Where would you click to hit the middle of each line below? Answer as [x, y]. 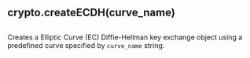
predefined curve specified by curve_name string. [86, 45]
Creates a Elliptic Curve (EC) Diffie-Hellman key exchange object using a [125, 37]
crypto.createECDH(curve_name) [92, 13]
